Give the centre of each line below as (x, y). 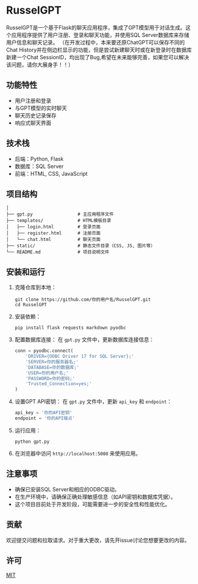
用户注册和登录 (33, 100)
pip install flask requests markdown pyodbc (70, 328)
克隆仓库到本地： (35, 287)
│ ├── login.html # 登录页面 (53, 227)
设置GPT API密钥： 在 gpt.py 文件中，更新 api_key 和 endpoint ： (93, 402)
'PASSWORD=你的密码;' (50, 378)
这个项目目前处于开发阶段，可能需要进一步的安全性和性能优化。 (92, 504)
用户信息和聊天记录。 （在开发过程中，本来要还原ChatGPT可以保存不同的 (95, 42)
